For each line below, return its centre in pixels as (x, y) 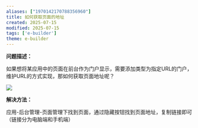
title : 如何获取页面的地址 (35, 17)
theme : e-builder (27, 39)
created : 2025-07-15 (32, 22)
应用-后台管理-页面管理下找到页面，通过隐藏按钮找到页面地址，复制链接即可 (99, 112)
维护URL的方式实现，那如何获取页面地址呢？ (61, 76)
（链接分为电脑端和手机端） (40, 119)
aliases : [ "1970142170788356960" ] (49, 11)
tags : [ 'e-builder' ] (32, 33)
